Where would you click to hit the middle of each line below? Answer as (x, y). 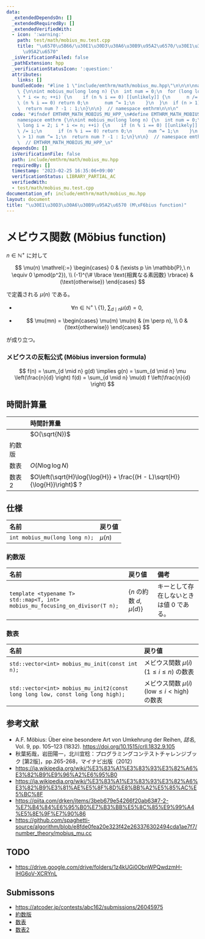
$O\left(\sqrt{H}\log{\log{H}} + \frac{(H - (89, 477)
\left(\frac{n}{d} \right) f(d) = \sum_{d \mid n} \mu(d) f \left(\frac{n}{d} (103, 377)
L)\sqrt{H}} (164, 477)
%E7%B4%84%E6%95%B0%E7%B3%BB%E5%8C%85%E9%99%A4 (105, 807)
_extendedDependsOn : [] (42, 18)
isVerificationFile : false (46, 154)
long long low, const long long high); (67, 694)
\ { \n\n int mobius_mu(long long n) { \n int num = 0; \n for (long (105, 92)
